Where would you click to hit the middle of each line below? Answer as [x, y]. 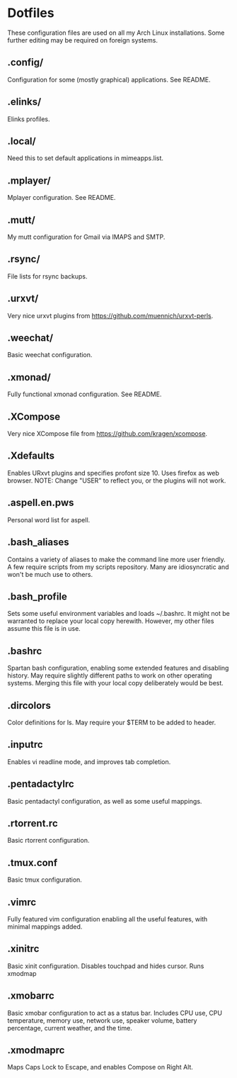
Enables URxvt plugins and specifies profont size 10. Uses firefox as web [113, 473]
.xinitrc [23, 949]
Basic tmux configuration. [45, 880]
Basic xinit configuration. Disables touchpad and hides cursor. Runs [106, 966]
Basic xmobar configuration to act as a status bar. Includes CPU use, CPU [115, 1013]
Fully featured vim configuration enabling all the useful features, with [108, 919]
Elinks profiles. [29, 119]
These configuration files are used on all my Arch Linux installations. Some [116, 33]
